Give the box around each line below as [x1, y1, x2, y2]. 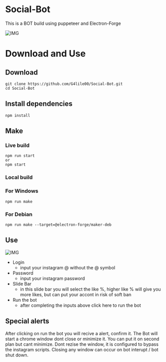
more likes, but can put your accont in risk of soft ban [20, 291, 132, 297]
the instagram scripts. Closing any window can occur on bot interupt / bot [5, 346, 159, 352]
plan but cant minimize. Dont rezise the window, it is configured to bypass [5, 341, 159, 347]
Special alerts [5, 317, 49, 326]
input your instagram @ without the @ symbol [20, 264, 116, 270]
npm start [5, 162, 26, 168]
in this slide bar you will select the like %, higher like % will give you [20, 286, 161, 292]
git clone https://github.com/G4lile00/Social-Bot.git [5, 81, 123, 87]
